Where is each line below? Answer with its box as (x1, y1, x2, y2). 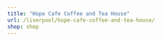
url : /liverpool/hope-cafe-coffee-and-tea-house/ (7, 17, 156, 24)
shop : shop (7, 23, 39, 30)
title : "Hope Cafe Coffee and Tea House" (7, 10, 130, 17)
